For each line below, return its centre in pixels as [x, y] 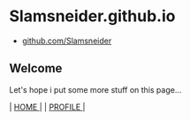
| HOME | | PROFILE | [47, 107]
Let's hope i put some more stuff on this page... [95, 89]
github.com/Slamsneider [67, 41]
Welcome [36, 68]
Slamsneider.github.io [92, 16]
